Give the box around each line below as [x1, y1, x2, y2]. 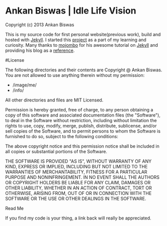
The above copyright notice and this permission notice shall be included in [5, 143, 159, 149]
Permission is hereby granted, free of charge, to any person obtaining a [5, 106, 153, 112]
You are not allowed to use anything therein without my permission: [5, 72, 145, 78]
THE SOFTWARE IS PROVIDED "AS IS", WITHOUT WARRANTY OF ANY [5, 158, 152, 164]
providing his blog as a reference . [5, 47, 75, 53]
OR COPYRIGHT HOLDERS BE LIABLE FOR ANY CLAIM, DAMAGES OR [5, 179, 151, 185]
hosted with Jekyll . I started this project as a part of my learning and [5, 37, 147, 43]
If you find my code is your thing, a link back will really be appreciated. [5, 215, 152, 221]
